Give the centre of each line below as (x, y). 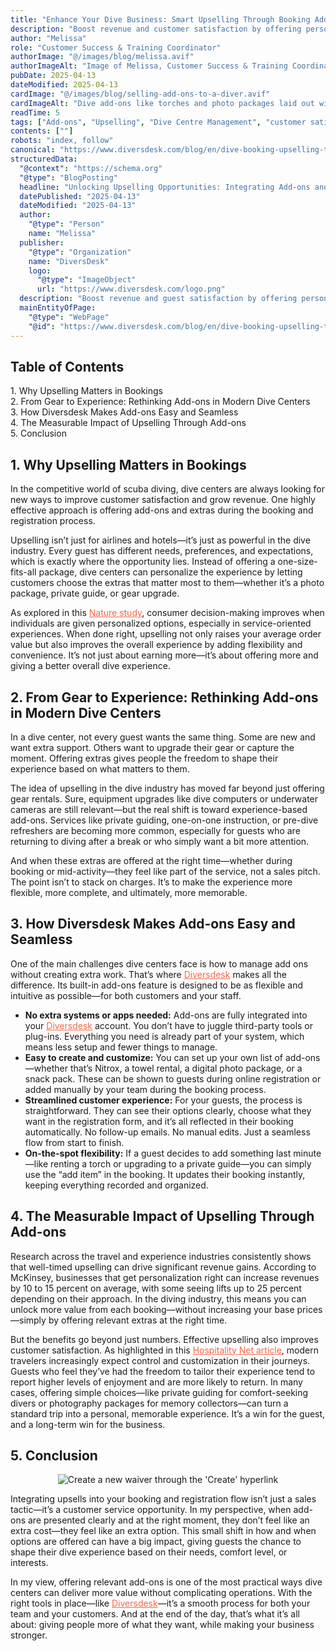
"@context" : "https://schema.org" (91, 168)
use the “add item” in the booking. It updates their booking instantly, (165, 1174)
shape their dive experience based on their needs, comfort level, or (149, 1552)
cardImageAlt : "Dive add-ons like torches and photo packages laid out (162, 103)
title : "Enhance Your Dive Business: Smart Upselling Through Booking (160, 19)
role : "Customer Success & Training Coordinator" (116, 47)
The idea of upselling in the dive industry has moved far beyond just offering (167, 788)
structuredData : (44, 159)
